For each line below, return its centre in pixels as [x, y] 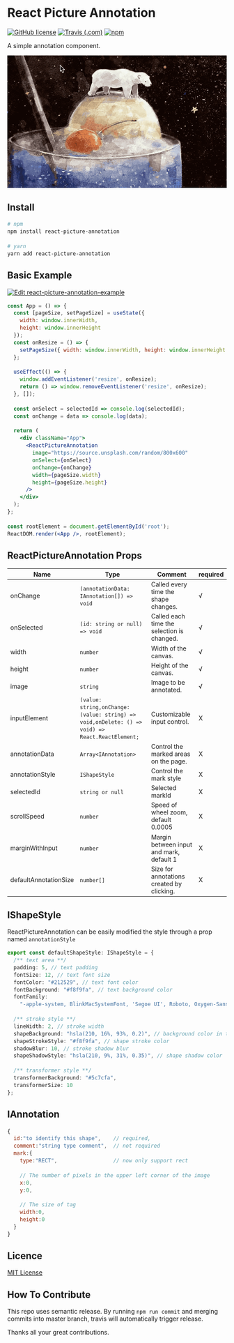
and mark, [165, 851]
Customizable [171, 714]
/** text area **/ [40, 960]
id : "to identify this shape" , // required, [82, 1139]
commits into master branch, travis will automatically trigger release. [105, 1319]
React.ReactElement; [109, 737]
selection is [167, 631]
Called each [168, 616]
